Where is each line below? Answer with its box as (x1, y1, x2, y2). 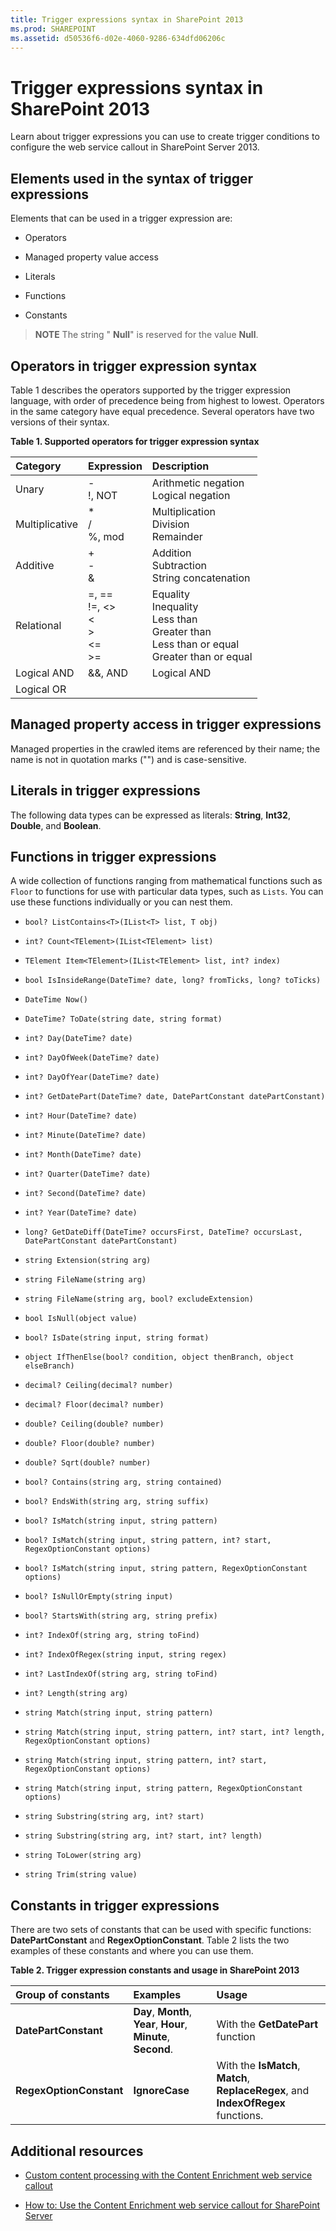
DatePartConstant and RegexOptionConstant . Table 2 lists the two (10, 1934, 290, 1946)
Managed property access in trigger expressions (10, 716, 322, 733)
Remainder (151, 529, 203, 543)
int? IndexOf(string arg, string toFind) (24, 1631, 200, 1641)
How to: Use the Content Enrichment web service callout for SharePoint (24, 2199, 321, 2211)
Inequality (151, 599, 199, 613)
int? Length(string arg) (24, 1689, 129, 1699)
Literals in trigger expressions (10, 782, 201, 800)
